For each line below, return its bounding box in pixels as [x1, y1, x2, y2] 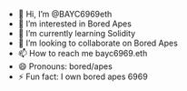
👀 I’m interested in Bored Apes [17, 18, 132, 29]
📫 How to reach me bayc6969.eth [17, 48, 148, 58]
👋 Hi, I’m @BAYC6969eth [17, 9, 113, 19]
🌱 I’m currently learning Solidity [17, 28, 136, 38]
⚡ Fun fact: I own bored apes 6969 [17, 71, 148, 82]
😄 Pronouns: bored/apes [17, 61, 113, 72]
